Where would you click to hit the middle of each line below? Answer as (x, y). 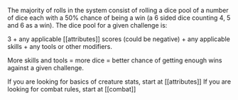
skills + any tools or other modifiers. (60, 46)
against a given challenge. (45, 68)
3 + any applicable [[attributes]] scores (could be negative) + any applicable (119, 39)
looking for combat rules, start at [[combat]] (72, 89)
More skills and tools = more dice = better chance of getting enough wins (115, 60)
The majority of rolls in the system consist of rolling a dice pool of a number (118, 10)
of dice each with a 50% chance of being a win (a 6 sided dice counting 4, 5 (119, 18)
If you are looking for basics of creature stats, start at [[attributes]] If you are (119, 82)
